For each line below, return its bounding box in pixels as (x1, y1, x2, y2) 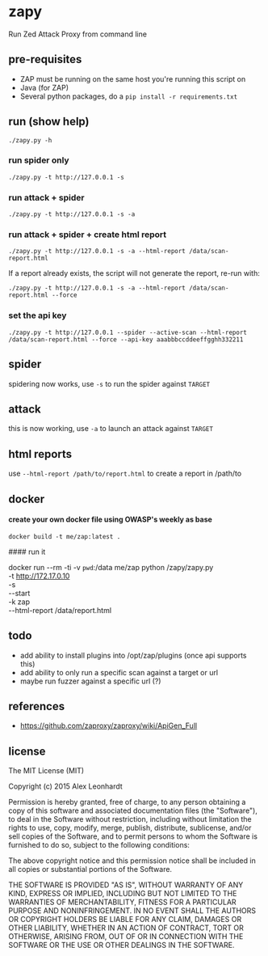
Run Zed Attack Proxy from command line (8, 29, 148, 39)
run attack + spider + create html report (8, 229, 167, 240)
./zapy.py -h (8, 136, 52, 144)
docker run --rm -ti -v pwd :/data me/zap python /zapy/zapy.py (8, 562, 214, 572)
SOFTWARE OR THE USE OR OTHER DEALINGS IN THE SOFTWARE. (8, 941, 235, 950)
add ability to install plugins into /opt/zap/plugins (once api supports (19, 650, 247, 660)
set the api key (8, 310, 67, 321)
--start (8, 588, 31, 598)
